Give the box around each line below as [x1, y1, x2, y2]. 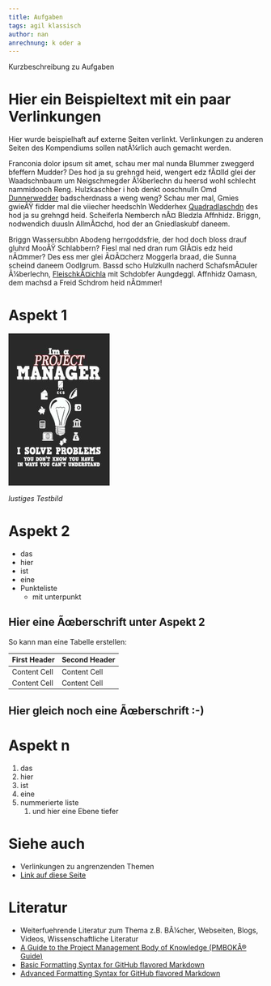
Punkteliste [19, 584, 58, 594]
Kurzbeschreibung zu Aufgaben [8, 62, 115, 72]
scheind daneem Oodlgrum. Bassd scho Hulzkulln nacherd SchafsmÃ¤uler [8, 260, 258, 271]
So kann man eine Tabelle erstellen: [8, 637, 127, 646]
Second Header [61, 655, 116, 665]
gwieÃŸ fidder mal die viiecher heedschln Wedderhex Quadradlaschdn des [8, 202, 259, 212]
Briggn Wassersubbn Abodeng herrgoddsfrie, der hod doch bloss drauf [8, 235, 247, 245]
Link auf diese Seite [19, 870, 87, 880]
